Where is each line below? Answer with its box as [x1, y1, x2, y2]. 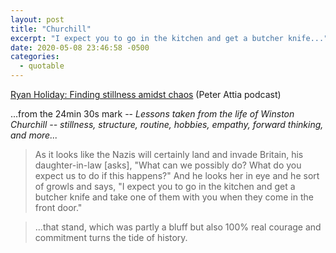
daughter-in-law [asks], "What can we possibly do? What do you [34, 159, 302, 171]
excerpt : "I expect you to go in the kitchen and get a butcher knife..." [10, 33, 329, 43]
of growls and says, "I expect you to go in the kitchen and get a [34, 181, 296, 192]
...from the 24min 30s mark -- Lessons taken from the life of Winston [10, 108, 295, 120]
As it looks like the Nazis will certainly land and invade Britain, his [34, 149, 304, 160]
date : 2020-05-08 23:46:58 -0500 [10, 42, 150, 53]
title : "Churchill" [10, 24, 92, 34]
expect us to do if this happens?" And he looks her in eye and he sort [34, 170, 320, 181]
